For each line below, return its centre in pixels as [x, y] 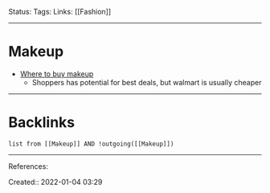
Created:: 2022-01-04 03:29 [55, 182]
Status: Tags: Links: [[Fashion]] [60, 12]
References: [28, 166]
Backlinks [42, 123]
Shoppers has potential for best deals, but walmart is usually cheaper [147, 82]
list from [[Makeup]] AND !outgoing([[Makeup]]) [91, 144]
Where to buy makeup [57, 74]
